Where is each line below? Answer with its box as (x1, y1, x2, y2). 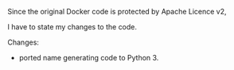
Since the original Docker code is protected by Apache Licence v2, (7, 7, 228, 16)
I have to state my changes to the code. (7, 22, 137, 31)
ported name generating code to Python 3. (18, 53, 159, 62)
